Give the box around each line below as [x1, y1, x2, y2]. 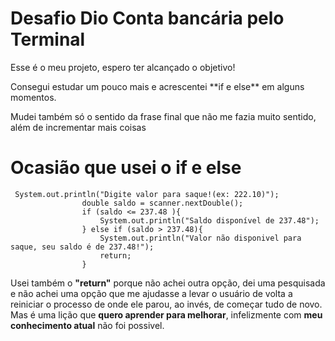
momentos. [10, 91, 57, 103]
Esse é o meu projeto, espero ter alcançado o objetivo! [10, 61, 236, 73]
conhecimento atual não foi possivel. [10, 319, 165, 331]
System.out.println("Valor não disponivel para [99, 233, 302, 243]
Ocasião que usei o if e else [10, 157, 242, 179]
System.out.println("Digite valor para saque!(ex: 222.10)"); [14, 189, 280, 199]
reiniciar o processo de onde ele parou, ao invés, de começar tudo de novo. [10, 298, 323, 310]
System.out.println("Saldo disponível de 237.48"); [99, 215, 320, 226]
